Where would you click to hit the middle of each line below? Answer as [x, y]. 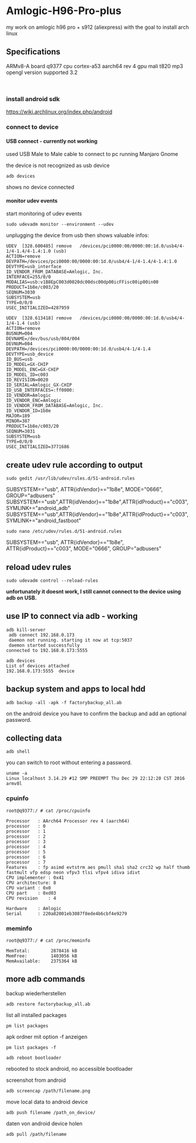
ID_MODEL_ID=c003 [27, 375]
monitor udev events [32, 201]
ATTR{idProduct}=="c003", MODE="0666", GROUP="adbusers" [84, 549]
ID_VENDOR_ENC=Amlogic [34, 401]
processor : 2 [26, 837]
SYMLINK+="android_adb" [38, 508]
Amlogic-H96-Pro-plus [64, 11]
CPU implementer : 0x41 [35, 878]
